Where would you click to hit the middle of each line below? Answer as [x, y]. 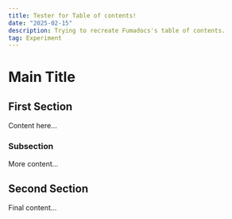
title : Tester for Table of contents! [72, 16]
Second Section [48, 188]
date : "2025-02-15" [41, 23]
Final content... [33, 208]
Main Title [42, 77]
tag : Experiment [35, 38]
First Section [41, 106]
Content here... [33, 126]
